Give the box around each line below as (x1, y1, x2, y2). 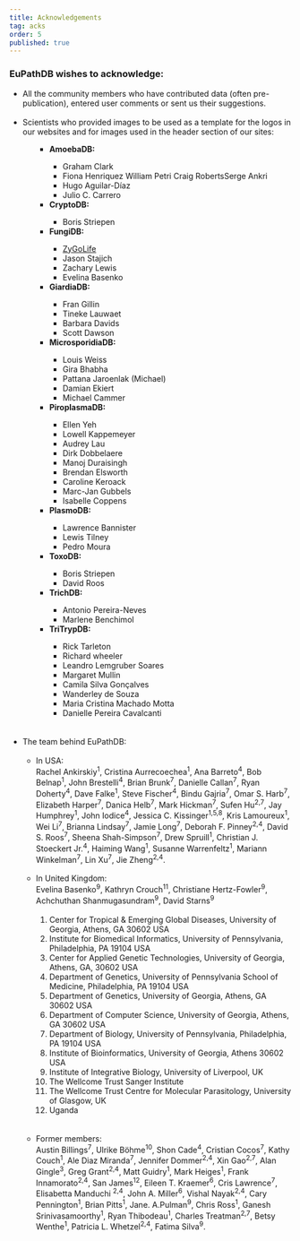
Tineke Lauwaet (62, 308, 122, 319)
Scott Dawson (62, 327, 115, 338)
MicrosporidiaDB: (48, 337, 116, 348)
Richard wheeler (62, 651, 124, 661)
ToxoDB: (48, 550, 82, 561)
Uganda (48, 1104, 79, 1116)
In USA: (35, 754, 64, 766)
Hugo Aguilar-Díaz (62, 180, 132, 191)
